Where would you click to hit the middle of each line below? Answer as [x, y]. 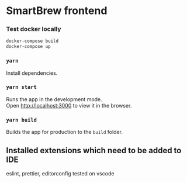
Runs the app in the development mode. [54, 99]
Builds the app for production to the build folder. [65, 132]
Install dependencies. [32, 73]
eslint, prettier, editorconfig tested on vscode [60, 173]
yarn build [21, 120]
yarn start [21, 87]
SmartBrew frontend [57, 11]
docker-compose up [28, 47]
